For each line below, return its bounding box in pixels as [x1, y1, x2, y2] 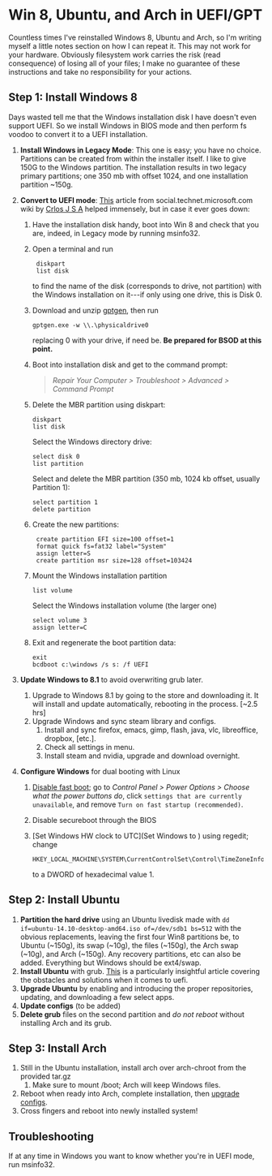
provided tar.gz [19, 1071, 71, 1081]
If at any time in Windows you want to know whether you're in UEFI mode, [8, 1151, 255, 1161]
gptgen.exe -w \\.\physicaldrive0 [32, 321, 149, 330]
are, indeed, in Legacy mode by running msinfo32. [32, 228, 201, 238]
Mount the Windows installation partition [32, 571, 168, 580]
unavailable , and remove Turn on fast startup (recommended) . [32, 799, 244, 809]
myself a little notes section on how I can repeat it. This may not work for [8, 41, 251, 50]
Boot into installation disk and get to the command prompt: [32, 360, 228, 369]
